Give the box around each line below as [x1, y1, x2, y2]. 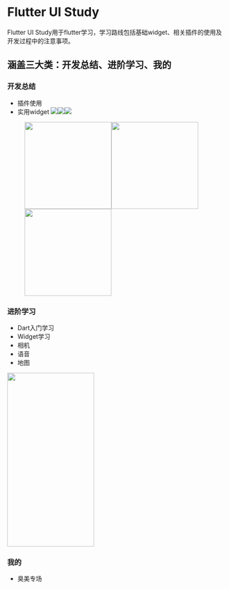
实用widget [17, 107, 50, 115]
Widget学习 [17, 332, 51, 341]
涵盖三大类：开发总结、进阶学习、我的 [7, 59, 171, 71]
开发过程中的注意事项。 [7, 36, 74, 45]
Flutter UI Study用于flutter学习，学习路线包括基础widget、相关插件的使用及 [7, 28, 222, 36]
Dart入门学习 [17, 323, 54, 332]
